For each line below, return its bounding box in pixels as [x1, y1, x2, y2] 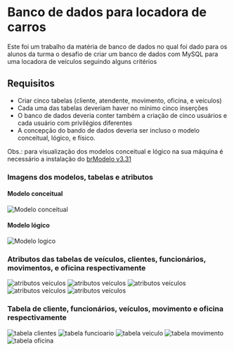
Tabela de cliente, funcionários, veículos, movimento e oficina [7, 304, 223, 314]
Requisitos [7, 78, 55, 90]
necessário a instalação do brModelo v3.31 [7, 154, 131, 163]
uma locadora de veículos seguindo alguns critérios [7, 57, 157, 65]
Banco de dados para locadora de [7, 4, 207, 20]
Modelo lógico [7, 221, 51, 230]
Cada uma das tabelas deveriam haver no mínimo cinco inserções [17, 103, 209, 112]
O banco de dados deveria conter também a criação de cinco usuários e [17, 111, 227, 119]
